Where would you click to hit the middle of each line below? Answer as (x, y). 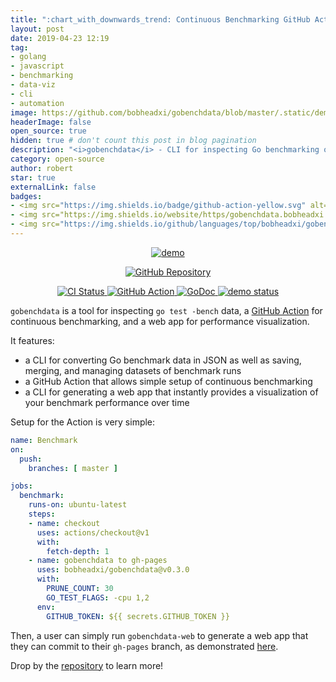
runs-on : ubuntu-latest (78, 505)
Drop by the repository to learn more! (87, 665)
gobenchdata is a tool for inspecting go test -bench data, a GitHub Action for (166, 310)
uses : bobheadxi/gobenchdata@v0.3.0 (113, 570)
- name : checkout (64, 523)
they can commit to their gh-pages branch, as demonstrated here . (144, 646)
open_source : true (48, 131)
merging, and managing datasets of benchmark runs (133, 370)
